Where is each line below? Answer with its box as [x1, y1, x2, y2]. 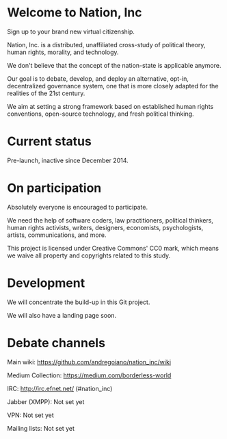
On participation [7, 180, 102, 196]
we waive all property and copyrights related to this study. [7, 251, 171, 260]
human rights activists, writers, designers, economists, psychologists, [7, 223, 204, 231]
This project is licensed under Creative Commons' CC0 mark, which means [7, 244, 219, 252]
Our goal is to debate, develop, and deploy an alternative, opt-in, [7, 74, 189, 83]
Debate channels [7, 335, 106, 351]
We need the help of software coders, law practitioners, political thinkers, [7, 216, 214, 224]
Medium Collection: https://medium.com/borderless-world [7, 371, 172, 379]
